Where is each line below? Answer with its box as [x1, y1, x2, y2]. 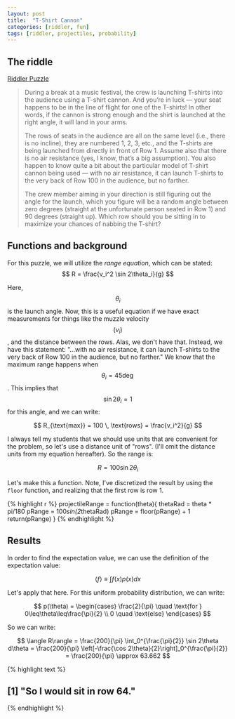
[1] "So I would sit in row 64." [7, 685, 136, 697]
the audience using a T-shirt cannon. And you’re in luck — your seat [24, 95, 222, 104]
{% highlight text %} [7, 665, 66, 673]
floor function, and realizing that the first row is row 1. [7, 486, 164, 494]
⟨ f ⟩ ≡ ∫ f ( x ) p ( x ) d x [94, 574, 142, 583]
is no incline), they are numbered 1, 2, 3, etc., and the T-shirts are [24, 139, 213, 147]
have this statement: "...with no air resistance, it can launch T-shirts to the [7, 345, 220, 354]
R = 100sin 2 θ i [97, 463, 139, 473]
